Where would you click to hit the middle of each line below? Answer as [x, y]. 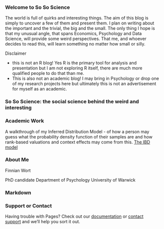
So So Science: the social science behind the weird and [72, 102]
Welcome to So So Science [37, 7]
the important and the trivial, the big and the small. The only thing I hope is [80, 28]
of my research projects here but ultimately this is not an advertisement [84, 84]
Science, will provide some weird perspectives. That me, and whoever [76, 39]
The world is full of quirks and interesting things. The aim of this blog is [77, 18]
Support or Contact [29, 206]
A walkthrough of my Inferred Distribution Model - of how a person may [77, 132]
